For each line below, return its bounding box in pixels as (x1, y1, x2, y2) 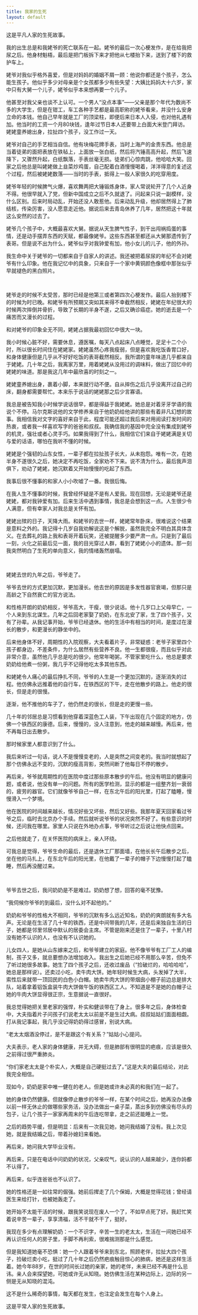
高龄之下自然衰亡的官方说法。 (6, 591, 78, 598)
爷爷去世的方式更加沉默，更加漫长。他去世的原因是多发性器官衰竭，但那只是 (6, 583, 192, 590)
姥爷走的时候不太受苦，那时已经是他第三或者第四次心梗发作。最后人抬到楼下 (6, 291, 192, 298)
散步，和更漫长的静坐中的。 (16, 625, 84, 633)
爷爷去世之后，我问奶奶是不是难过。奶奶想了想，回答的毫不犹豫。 (6, 886, 166, 893)
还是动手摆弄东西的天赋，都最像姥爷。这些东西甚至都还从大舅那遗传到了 (16, 232, 192, 240)
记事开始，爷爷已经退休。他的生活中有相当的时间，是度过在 (42, 618, 187, 625)
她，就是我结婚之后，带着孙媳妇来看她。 (6, 1130, 104, 1138)
